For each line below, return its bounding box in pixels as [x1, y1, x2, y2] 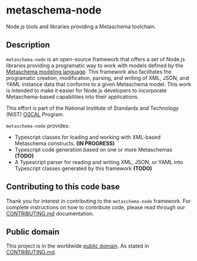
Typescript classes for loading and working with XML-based [14, 133, 161, 140]
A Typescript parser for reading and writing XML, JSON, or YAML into [14, 158, 183, 165]
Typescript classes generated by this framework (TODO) [14, 165, 152, 172]
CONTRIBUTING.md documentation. [6, 210, 94, 217]
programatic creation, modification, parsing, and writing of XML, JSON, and [6, 74, 189, 81]
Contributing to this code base [6, 182, 120, 192]
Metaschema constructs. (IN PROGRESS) [14, 139, 115, 147]
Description [6, 40, 50, 50]
